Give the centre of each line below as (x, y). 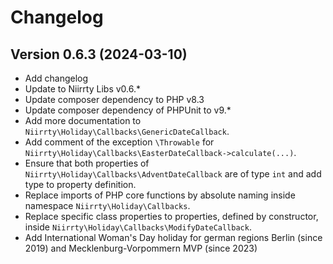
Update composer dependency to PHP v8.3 (114, 99)
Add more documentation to (83, 120)
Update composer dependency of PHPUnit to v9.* (128, 110)
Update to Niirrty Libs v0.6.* (82, 89)
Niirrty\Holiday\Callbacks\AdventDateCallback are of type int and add (173, 174)
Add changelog (56, 78)
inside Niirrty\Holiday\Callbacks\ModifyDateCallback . (138, 227)
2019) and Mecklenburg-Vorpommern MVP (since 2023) (141, 248)
